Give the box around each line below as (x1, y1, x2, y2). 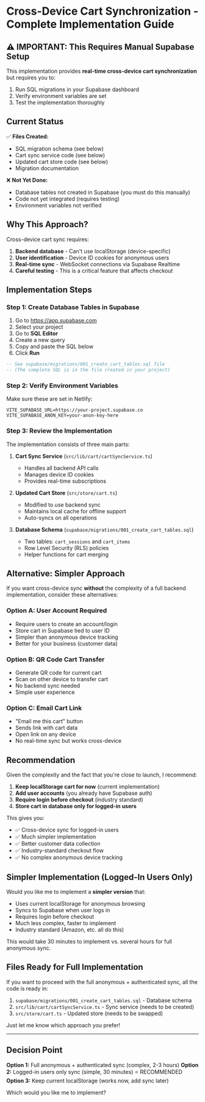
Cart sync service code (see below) (15, 151, 106, 158)
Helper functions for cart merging (24, 551, 109, 558)
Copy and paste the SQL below (15, 343, 93, 350)
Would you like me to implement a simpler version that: (6, 888, 146, 895)
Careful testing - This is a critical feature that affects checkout (15, 267, 173, 274)
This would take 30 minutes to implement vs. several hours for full (6, 937, 172, 945)
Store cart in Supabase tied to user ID (15, 627, 110, 634)
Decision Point (6, 1045, 63, 1055)
